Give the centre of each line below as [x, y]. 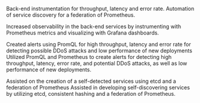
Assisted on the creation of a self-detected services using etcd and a [91, 81]
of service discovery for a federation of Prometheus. [71, 15]
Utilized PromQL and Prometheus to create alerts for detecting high [89, 57]
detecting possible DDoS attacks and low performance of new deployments [99, 51]
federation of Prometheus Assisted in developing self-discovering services [98, 88]
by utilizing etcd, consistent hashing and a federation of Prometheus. [91, 94]
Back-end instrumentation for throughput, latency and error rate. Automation [100, 9]
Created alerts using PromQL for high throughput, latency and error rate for [99, 44]
